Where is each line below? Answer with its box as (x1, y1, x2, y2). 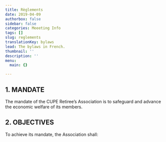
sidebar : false (5, 21, 37, 26)
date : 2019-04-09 (5, 12, 41, 17)
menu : (5, 58, 16, 63)
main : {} (9, 63, 28, 68)
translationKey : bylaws (5, 40, 55, 45)
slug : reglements (5, 35, 41, 40)
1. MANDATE (5, 85, 45, 94)
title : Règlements (5, 7, 43, 12)
